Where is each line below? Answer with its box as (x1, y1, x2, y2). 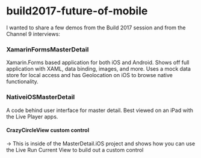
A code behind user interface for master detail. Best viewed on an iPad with (6, 107, 194, 114)
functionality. (6, 78, 39, 85)
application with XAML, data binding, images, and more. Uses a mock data (6, 65, 191, 72)
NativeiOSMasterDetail (6, 93, 75, 101)
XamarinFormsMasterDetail (6, 45, 89, 53)
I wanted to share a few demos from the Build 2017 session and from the (6, 24, 186, 31)
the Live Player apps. (6, 113, 58, 120)
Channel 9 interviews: (6, 30, 60, 37)
